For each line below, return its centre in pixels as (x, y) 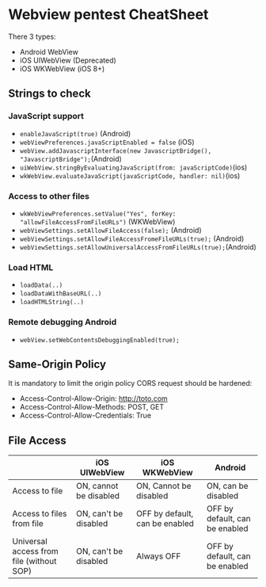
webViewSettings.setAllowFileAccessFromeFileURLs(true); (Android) (132, 238)
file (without (34, 562)
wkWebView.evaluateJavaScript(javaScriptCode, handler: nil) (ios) (130, 175)
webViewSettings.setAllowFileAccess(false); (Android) (110, 230)
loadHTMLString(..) (52, 303)
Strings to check (49, 94)
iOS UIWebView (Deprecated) (68, 60)
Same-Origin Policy (57, 364)
